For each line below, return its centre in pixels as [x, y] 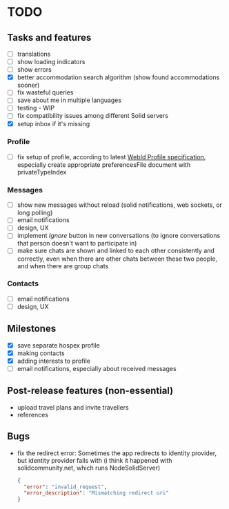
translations [34, 54]
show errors [34, 70]
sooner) [28, 85]
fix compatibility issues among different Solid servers [93, 116]
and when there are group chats [63, 266]
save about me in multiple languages [69, 100]
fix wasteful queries [45, 92]
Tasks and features [49, 38]
